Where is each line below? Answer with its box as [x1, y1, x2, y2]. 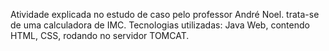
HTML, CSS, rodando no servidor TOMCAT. [10, 30, 190, 41]
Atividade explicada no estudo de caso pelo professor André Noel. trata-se [10, 9, 320, 20]
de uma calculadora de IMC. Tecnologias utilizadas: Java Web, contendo [10, 19, 310, 31]
